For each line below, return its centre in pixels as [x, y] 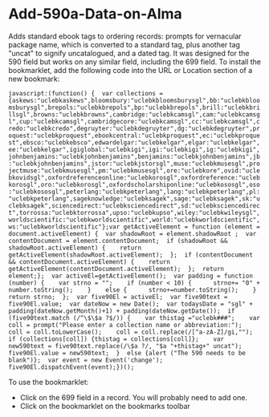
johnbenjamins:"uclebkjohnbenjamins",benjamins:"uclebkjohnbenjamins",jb [134, 156]
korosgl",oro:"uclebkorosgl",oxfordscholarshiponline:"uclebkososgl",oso [134, 184]
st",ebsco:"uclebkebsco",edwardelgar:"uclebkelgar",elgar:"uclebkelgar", [134, 142]
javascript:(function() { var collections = [86, 93]
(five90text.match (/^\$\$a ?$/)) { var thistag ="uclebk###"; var [134, 318]
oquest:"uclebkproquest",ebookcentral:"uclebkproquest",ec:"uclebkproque [134, 136]
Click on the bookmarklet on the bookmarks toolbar [105, 406]
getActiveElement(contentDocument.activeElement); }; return [116, 269]
